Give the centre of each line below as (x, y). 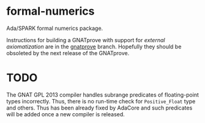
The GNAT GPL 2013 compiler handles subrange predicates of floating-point (102, 95)
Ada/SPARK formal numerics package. (55, 28)
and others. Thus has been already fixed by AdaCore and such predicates (99, 108)
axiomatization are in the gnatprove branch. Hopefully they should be (94, 47)
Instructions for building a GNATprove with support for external (86, 40)
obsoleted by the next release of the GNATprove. (68, 53)
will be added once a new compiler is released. (66, 114)
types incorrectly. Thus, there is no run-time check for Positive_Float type (101, 101)
